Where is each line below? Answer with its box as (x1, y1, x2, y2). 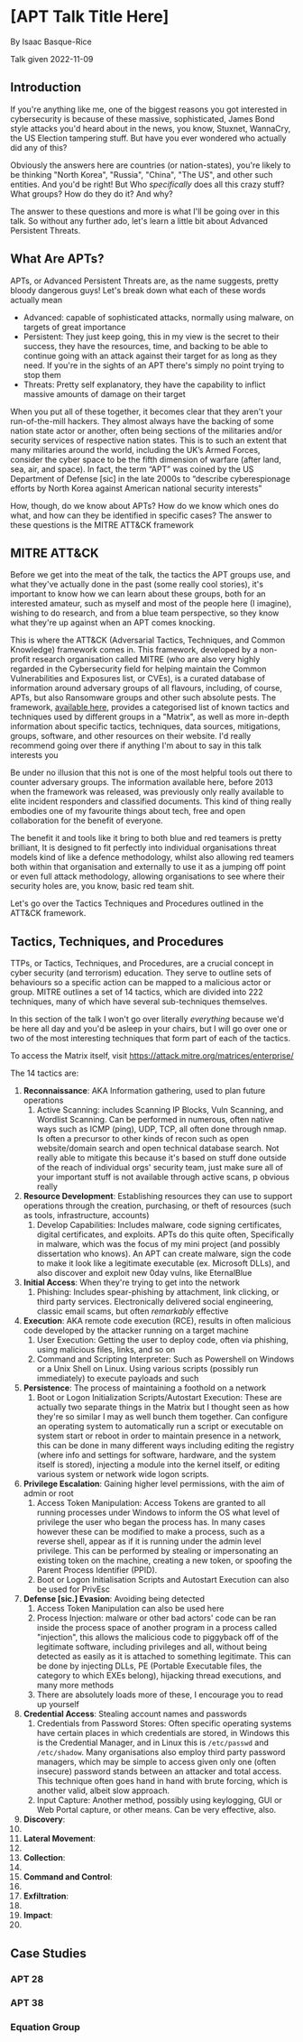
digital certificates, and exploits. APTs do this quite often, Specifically (36, 1229, 294, 1240)
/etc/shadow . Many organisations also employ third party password (36, 1747, 286, 1758)
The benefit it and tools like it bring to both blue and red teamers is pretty (10, 833, 282, 844)
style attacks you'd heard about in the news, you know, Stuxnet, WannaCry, (10, 123, 291, 134)
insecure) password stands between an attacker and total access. (36, 1766, 282, 1777)
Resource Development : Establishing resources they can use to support (23, 1191, 293, 1202)
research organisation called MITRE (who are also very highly (32, 654, 261, 665)
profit (10, 654, 31, 665)
